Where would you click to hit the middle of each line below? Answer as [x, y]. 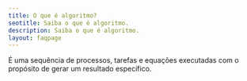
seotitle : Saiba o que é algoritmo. [68, 23]
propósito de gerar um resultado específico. [80, 69]
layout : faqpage [35, 38]
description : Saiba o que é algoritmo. [74, 30]
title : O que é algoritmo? [53, 15]
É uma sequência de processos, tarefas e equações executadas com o [123, 60]
